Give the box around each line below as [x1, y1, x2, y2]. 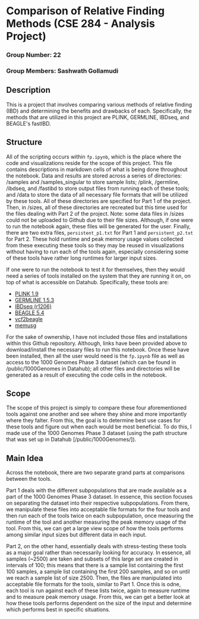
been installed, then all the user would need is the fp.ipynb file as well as [6, 352, 185, 359]
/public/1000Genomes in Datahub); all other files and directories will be [6, 365, 180, 372]
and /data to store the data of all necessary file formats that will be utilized [6, 191, 188, 198]
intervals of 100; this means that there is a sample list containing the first [6, 562, 184, 569]
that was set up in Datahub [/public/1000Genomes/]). [6, 436, 137, 443]
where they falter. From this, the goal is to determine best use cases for [6, 417, 181, 424]
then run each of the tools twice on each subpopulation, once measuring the [6, 512, 194, 520]
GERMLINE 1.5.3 [14, 296, 55, 303]
